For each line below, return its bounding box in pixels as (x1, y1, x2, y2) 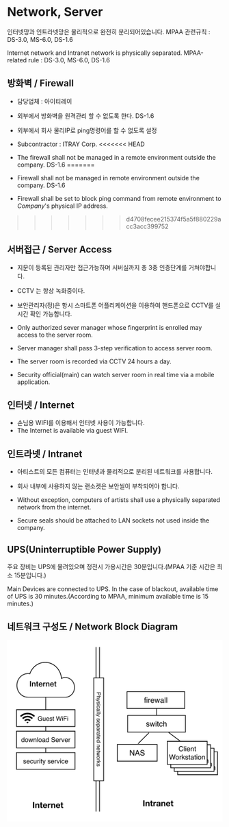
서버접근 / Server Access (7, 244, 112, 256)
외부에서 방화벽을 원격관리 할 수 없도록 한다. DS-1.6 (16, 111, 154, 120)
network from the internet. (16, 503, 92, 512)
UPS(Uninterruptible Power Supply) (7, 543, 162, 555)
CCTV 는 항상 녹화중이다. (16, 286, 85, 295)
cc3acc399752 (126, 222, 169, 230)
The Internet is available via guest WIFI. (16, 427, 129, 435)
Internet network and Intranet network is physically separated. (7, 49, 183, 57)
